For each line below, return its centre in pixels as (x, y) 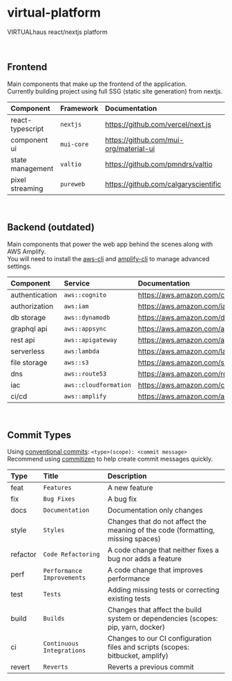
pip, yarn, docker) (136, 627)
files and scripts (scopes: (148, 647)
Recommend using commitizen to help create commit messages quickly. (110, 459)
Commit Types (39, 435)
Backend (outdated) (51, 228)
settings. (20, 266)
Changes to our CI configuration (159, 639)
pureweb (72, 184)
